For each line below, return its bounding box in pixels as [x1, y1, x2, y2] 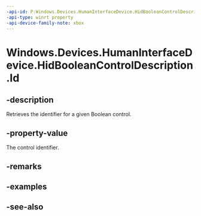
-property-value [6, 128, 68, 138]
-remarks [6, 161, 42, 171]
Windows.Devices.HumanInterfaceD [6, 45, 193, 59]
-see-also [6, 202, 44, 212]
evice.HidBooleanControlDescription [6, 58, 193, 72]
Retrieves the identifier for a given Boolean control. [6, 111, 132, 118]
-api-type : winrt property [6, 14, 74, 20]
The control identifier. [6, 144, 59, 151]
